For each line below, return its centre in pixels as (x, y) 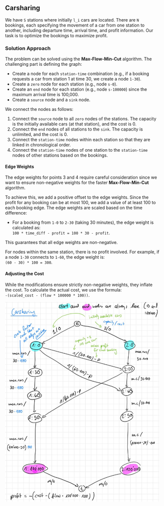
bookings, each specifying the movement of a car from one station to (75, 25)
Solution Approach (28, 48)
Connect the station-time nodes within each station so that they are (81, 140)
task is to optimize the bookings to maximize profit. (57, 35)
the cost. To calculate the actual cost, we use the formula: (63, 290)
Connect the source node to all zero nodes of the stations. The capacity (84, 119)
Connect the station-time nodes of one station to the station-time (80, 150)
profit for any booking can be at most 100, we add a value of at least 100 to (81, 203)
